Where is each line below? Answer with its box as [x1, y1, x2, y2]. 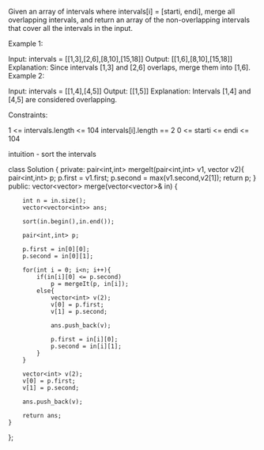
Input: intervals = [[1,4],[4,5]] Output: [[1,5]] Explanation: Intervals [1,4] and [8, 86, 251, 96]
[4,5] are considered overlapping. [8, 95, 117, 104]
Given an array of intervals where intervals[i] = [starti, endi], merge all [8, 7, 236, 16]
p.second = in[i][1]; [50, 342, 123, 350]
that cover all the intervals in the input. [8, 24, 133, 32]
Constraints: [8, 110, 48, 120]
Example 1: [8, 39, 43, 48]
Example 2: [8, 71, 45, 80]
